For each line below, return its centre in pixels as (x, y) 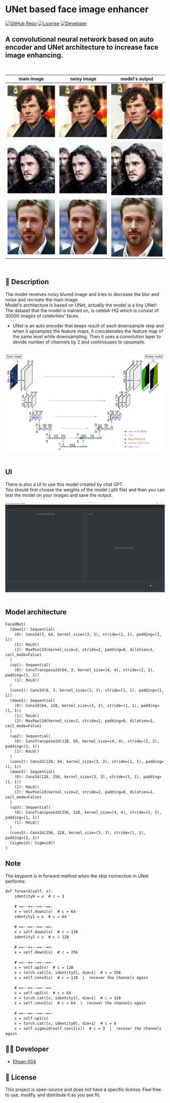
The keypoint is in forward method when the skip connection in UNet (77, 876)
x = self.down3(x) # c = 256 (46, 952)
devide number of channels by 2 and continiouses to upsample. (79, 342)
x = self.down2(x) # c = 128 (46, 932)
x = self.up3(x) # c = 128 (44, 967)
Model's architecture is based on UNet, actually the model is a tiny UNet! (81, 305)
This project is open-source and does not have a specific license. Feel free (83, 1090)
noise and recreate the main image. (42, 300)
